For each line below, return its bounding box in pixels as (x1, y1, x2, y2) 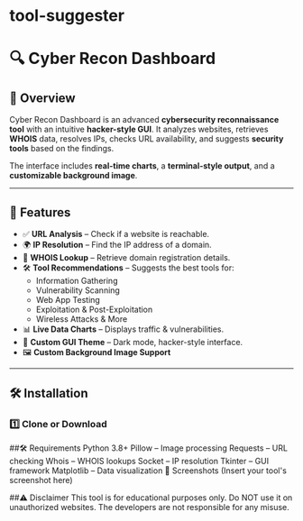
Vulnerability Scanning (35, 285, 120, 296)
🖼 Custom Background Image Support (22, 347, 171, 357)
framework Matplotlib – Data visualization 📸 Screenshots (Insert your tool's (9, 465, 287, 476)
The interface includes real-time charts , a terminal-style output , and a (9, 160, 275, 171)
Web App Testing (35, 295, 101, 305)
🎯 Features (9, 205, 71, 220)
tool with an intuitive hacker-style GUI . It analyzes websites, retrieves (9, 123, 269, 135)
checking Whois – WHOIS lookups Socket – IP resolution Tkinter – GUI (9, 455, 270, 466)
